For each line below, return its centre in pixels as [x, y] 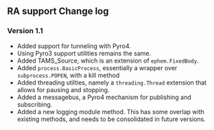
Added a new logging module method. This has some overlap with [110, 111]
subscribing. [35, 104]
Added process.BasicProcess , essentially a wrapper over [97, 67]
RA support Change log [58, 11]
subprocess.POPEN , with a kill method [68, 75]
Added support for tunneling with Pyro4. [74, 46]
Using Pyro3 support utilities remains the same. [84, 53]
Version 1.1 [25, 31]
